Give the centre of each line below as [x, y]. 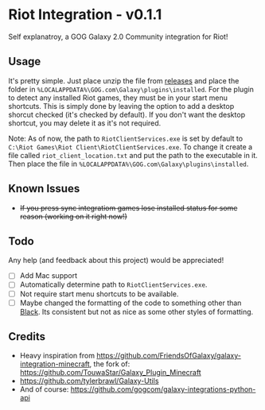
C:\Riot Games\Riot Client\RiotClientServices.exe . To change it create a [131, 147]
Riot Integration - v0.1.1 [85, 15]
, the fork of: [110, 364]
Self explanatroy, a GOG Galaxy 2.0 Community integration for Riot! [118, 37]
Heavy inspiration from [57, 356]
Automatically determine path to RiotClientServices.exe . [113, 284]
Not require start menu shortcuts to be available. [99, 294]
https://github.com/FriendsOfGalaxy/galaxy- [169, 356]
